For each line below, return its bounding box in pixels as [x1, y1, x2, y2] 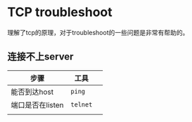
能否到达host [11, 87, 54, 97]
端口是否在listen [11, 100, 65, 109]
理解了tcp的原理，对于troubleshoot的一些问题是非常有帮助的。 [7, 28, 189, 36]
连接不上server [7, 50, 74, 63]
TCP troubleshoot [7, 4, 113, 20]
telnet [70, 100, 93, 109]
